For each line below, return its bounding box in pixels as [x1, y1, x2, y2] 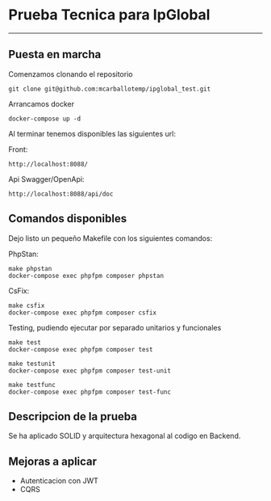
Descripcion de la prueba [8, 410, 137, 423]
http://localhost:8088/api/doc [8, 190, 114, 198]
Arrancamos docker [8, 99, 75, 108]
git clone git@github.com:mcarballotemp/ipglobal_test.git [8, 85, 211, 93]
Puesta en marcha [8, 48, 102, 61]
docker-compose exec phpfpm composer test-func [8, 388, 172, 396]
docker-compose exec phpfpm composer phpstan [8, 272, 164, 280]
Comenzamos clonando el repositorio [8, 69, 133, 78]
